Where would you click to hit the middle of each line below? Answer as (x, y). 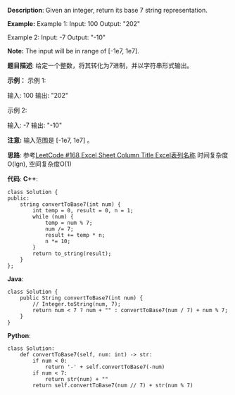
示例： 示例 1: (27, 80)
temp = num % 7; (69, 223)
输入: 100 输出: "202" (38, 95)
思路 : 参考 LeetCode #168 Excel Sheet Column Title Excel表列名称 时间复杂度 (118, 155)
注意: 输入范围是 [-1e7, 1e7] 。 (50, 140)
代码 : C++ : (23, 179)
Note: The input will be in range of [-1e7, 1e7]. (73, 51)
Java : (15, 279)
